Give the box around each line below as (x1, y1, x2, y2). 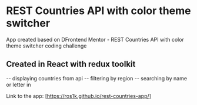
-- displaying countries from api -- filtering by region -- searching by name (6, 74, 187, 82)
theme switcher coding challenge (6, 42, 87, 49)
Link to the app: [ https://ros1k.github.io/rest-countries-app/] (6, 92, 152, 99)
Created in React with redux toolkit (6, 59, 136, 69)
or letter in (6, 81, 31, 88)
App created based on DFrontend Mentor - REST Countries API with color (6, 36, 184, 43)
